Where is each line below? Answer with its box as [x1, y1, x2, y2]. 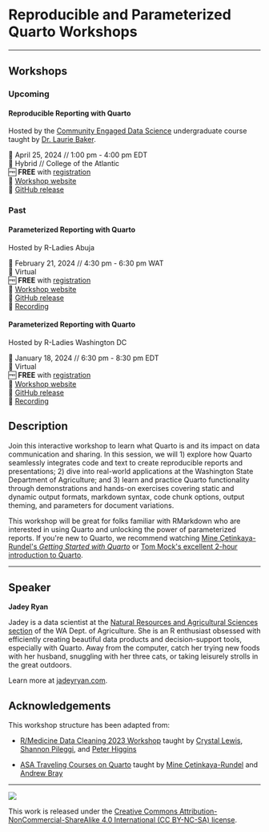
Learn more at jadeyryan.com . [8, 676, 108, 685]
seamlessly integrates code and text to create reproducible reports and [8, 457, 243, 467]
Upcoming [8, 88, 50, 99]
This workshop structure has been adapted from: [8, 720, 171, 730]
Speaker [8, 580, 51, 595]
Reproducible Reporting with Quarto [8, 108, 131, 118]
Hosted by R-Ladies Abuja [8, 242, 94, 252]
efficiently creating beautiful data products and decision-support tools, [8, 635, 243, 644]
